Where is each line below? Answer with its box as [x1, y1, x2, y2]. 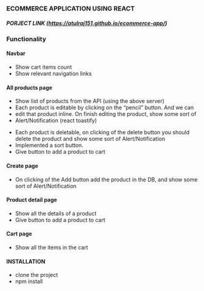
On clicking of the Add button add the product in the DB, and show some [15, 176, 198, 183]
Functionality [6, 35, 47, 43]
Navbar [6, 50, 26, 57]
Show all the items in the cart [15, 243, 88, 251]
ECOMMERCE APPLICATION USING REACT [6, 4, 135, 13]
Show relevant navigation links [15, 70, 92, 77]
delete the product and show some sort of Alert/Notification [15, 135, 166, 143]
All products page [6, 84, 53, 91]
